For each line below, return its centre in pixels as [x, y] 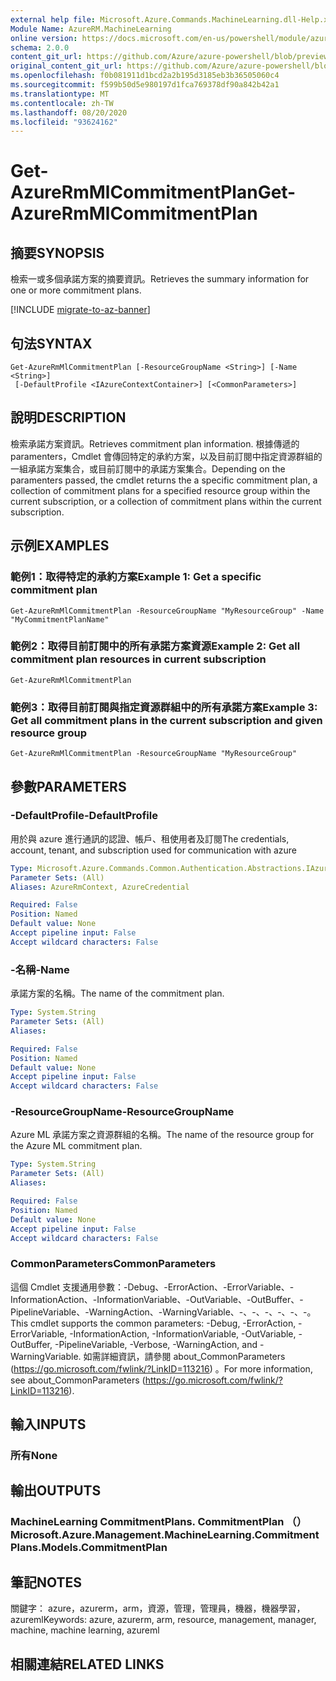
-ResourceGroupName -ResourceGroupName [122, 1112]
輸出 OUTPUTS [56, 1491]
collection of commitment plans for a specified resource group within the [160, 490]
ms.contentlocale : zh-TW [62, 103]
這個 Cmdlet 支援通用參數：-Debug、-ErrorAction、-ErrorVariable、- [152, 1287]
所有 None [34, 1456]
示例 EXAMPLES [60, 546]
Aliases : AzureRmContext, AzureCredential [100, 887]
